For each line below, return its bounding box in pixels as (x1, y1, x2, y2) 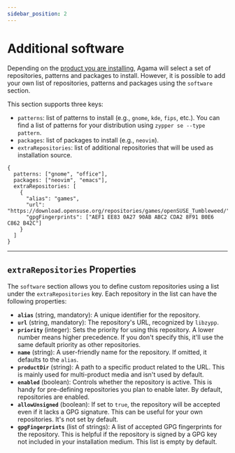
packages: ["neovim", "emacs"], (13, 176, 108, 183)
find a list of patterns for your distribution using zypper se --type (17, 121, 206, 129)
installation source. (17, 150, 72, 159)
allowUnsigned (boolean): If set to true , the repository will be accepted (17, 400, 220, 409)
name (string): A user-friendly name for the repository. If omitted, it (17, 348, 207, 357)
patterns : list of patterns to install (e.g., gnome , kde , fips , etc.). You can (17, 113, 220, 122)
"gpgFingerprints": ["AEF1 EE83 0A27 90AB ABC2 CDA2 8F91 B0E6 (25, 214, 215, 221)
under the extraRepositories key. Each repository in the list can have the (7, 289, 218, 298)
